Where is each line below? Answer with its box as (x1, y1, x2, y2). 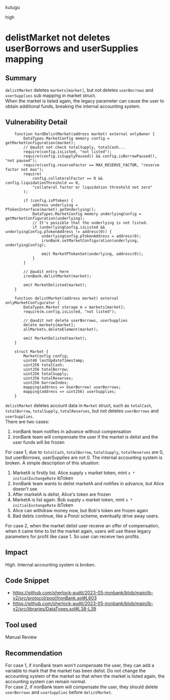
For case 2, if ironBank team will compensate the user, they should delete (5, 684, 158, 690)
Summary (5, 74, 37, 82)
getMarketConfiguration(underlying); (5, 216, 85, 221)
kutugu (5, 5, 20, 10)
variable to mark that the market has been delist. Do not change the (5, 668, 146, 674)
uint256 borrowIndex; (23, 380, 69, 385)
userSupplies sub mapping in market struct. (5, 92, 96, 98)
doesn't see (12, 486, 38, 492)
